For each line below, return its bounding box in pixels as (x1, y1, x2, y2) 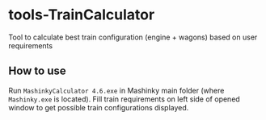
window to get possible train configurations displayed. (8, 102, 189, 112)
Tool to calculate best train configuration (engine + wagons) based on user (8, 32, 258, 42)
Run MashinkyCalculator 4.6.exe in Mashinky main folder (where (8, 85, 225, 95)
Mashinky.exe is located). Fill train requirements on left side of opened (8, 94, 240, 104)
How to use (8, 64, 66, 78)
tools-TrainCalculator (8, 6, 155, 24)
